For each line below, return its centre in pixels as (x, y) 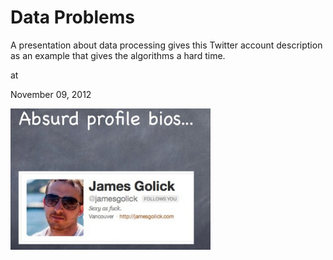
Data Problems (72, 17)
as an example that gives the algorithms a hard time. (118, 55)
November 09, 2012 (51, 94)
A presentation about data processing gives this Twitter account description (166, 45)
